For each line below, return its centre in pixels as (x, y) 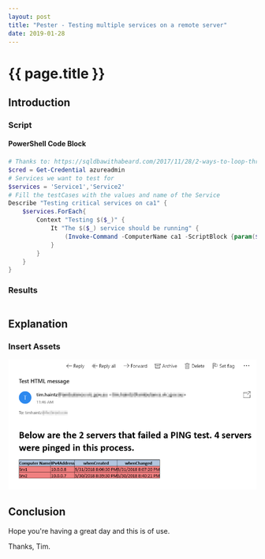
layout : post (30, 17)
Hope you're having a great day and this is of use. (89, 531)
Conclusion (37, 512)
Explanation (38, 324)
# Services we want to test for (61, 178)
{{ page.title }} (57, 73)
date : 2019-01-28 (37, 33)
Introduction (39, 102)
